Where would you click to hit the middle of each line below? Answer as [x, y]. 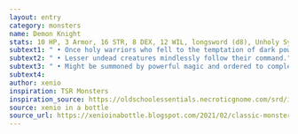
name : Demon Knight [45, 33]
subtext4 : [27, 75]
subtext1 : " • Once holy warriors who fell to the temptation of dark [142, 50]
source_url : [31, 115]
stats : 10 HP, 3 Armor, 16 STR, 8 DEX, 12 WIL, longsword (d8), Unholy [144, 42]
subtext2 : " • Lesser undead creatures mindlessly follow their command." [150, 58]
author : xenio [35, 83]
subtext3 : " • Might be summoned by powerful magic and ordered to [137, 67]
